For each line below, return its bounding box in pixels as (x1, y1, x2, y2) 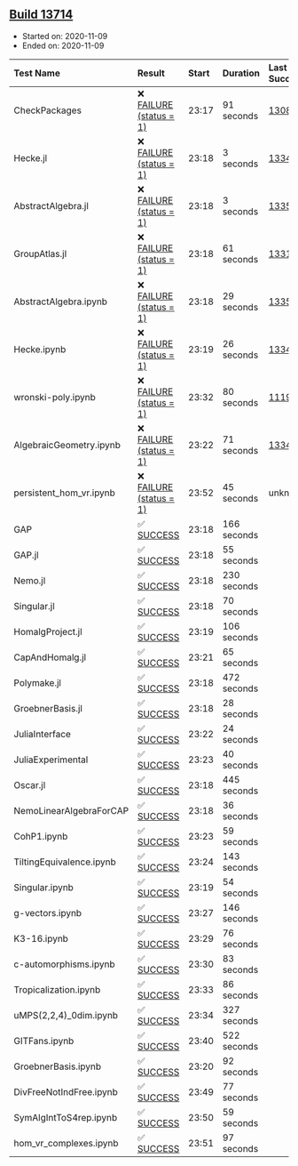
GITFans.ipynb (13, 1034, 74, 1047)
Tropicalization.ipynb (13, 983, 101, 995)
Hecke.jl (13, 151, 48, 164)
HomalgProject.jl (13, 625, 82, 638)
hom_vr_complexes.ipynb (13, 1137, 119, 1149)
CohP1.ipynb (13, 830, 68, 842)
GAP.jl (13, 549, 39, 561)
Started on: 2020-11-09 (21, 30, 108, 41)
